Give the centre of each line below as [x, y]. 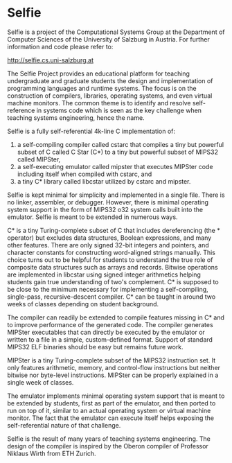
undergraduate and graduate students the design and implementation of [110, 80]
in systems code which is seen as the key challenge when [119, 110]
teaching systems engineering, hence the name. [76, 117]
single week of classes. [41, 382]
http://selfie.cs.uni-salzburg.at [50, 60]
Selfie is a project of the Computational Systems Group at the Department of [116, 32]
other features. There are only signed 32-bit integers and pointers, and [108, 245]
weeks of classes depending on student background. [83, 304]
